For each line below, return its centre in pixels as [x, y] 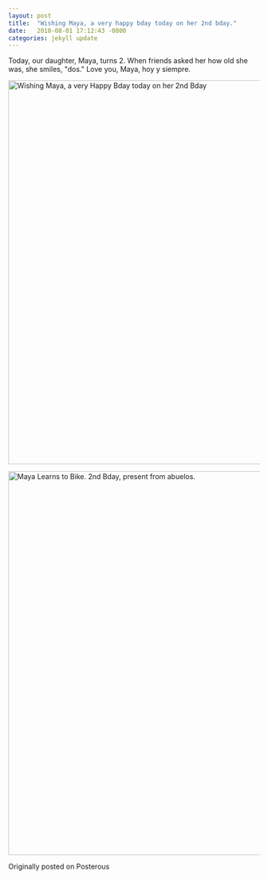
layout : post [30, 16]
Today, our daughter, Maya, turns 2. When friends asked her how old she [128, 61]
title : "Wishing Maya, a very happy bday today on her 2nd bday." [123, 23]
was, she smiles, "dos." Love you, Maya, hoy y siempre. [100, 70]
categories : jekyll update [53, 38]
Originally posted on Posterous [59, 867]
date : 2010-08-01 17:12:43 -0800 [67, 30]
